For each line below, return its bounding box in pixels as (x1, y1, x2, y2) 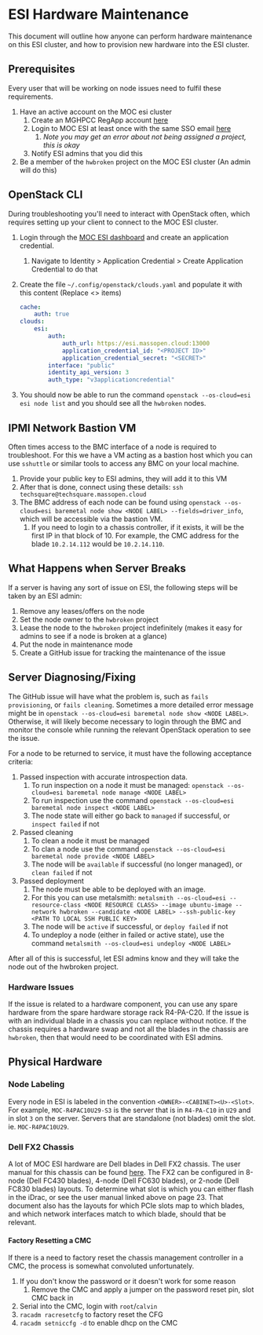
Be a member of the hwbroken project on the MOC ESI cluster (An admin (19, 157, 251, 166)
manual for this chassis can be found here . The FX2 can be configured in (8, 1167, 245, 1176)
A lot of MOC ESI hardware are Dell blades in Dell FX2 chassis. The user (8, 1159, 241, 1169)
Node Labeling (8, 1079, 65, 1090)
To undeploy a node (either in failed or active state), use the (31, 930, 225, 939)
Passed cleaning (19, 827, 74, 837)
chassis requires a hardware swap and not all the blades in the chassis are (8, 1024, 249, 1034)
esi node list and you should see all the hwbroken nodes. (19, 399, 206, 408)
